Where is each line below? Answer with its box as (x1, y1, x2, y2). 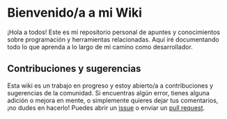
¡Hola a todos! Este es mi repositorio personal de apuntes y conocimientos (7, 28, 221, 36)
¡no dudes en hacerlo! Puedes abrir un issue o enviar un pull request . (7, 103, 205, 112)
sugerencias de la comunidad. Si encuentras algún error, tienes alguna (7, 88, 210, 97)
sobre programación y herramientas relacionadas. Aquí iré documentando (7, 35, 219, 43)
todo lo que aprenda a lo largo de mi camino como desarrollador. (7, 42, 193, 51)
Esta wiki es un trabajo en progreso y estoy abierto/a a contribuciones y (7, 81, 214, 90)
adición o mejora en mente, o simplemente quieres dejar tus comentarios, (7, 96, 219, 104)
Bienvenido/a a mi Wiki (7, 5, 143, 21)
